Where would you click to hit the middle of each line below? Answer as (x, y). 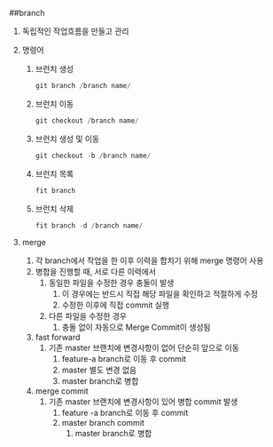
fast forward (58, 338)
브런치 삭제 (54, 209)
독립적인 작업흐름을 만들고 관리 (75, 31)
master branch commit (103, 423)
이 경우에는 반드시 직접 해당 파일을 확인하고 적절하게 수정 (160, 294)
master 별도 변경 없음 (99, 370)
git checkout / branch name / (87, 120)
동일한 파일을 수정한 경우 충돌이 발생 (111, 283)
